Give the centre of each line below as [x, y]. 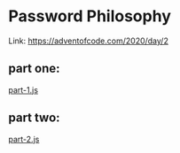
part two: [34, 118]
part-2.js [24, 139]
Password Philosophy [90, 16]
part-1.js [23, 89]
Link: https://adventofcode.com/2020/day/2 [89, 41]
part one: [34, 69]
